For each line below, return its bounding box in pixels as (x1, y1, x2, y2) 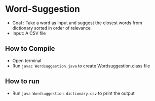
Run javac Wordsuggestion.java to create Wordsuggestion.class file (12, 63, 150, 68)
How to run (5, 77, 40, 86)
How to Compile (5, 44, 55, 53)
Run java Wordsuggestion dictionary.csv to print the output (12, 90, 135, 96)
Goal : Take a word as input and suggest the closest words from (12, 20, 142, 26)
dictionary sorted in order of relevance (12, 25, 91, 31)
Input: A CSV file (12, 30, 46, 36)
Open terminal (12, 58, 41, 64)
